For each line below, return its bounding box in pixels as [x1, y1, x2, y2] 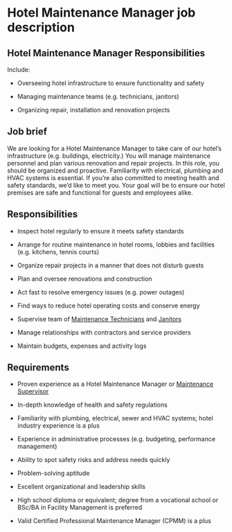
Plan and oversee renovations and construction [17, 274, 152, 283]
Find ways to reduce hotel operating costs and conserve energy [17, 301, 200, 310]
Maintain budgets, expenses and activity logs [17, 342, 147, 350]
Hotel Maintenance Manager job [7, 5, 196, 21]
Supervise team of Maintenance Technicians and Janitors [17, 314, 182, 323]
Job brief [7, 126, 47, 138]
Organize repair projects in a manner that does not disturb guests [17, 261, 204, 269]
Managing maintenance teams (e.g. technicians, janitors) [17, 92, 179, 100]
